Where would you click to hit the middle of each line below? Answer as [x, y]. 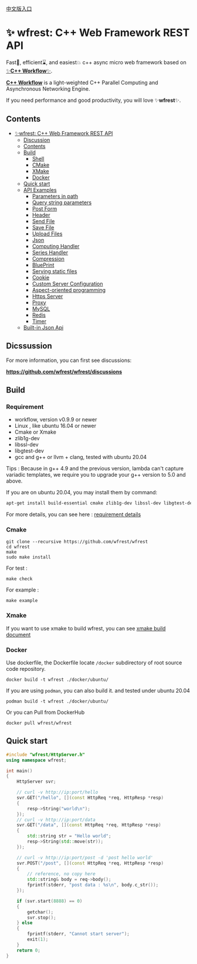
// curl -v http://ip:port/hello [57, 792]
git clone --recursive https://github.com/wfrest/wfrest [77, 542]
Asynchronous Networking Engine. [48, 89]
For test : [17, 568]
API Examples [40, 190]
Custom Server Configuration [68, 284]
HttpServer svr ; [37, 782]
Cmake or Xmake [35, 432]
